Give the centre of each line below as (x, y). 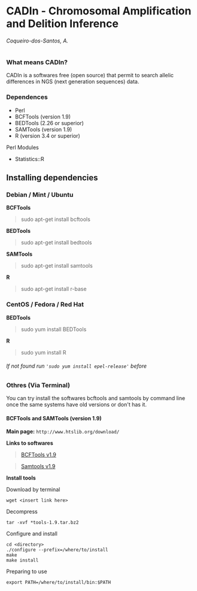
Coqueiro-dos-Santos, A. (37, 41)
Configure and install (32, 534)
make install (22, 560)
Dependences (27, 97)
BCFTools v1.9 (39, 455)
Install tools (21, 478)
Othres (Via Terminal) (38, 385)
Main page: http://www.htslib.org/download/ (63, 432)
